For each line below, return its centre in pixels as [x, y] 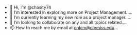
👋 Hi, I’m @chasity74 [30, 7]
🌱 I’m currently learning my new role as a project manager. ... [70, 17]
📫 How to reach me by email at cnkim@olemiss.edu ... [64, 28]
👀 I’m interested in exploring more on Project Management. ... [71, 12]
